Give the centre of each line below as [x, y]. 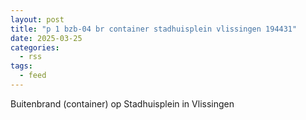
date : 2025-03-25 [46, 38]
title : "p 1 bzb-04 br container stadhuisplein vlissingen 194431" [154, 29]
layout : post [37, 19]
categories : [35, 47]
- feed [33, 76]
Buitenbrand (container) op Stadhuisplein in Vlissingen [122, 103]
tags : [21, 66]
